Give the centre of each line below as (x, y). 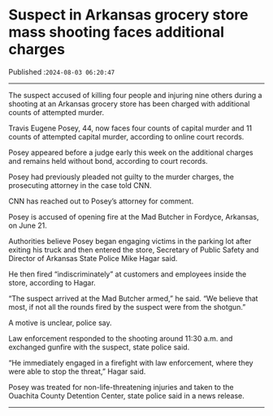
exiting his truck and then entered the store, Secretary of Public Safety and (134, 250)
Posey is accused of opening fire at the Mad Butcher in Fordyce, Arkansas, (134, 217)
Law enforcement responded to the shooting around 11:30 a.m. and (121, 338)
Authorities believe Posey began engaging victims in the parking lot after (130, 241)
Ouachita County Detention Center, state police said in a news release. (127, 396)
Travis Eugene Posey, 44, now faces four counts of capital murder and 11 (130, 128)
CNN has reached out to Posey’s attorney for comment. (101, 201)
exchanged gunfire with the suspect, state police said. (99, 347)
